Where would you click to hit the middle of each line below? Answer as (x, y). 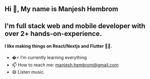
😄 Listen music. (28, 72)
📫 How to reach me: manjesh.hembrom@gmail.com (65, 65)
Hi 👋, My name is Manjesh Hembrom (61, 9)
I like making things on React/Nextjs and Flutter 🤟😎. (58, 46)
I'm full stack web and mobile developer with (75, 26)
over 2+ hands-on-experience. (53, 33)
